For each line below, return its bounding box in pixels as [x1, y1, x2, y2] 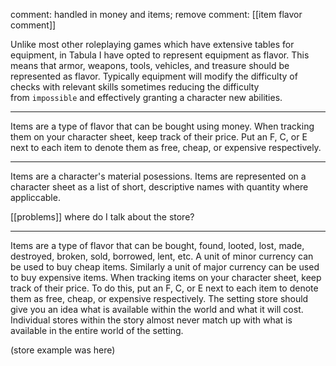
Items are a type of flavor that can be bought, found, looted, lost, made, [10, 240, 305, 251]
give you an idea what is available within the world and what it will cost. [10, 304, 304, 315]
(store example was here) [10, 344, 116, 356]
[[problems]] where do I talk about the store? [10, 211, 195, 223]
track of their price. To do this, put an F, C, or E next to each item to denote [10, 282, 319, 294]
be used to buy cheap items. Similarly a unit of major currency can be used [10, 261, 320, 273]
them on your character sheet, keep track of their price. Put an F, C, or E [10, 131, 308, 143]
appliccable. [10, 192, 61, 203]
